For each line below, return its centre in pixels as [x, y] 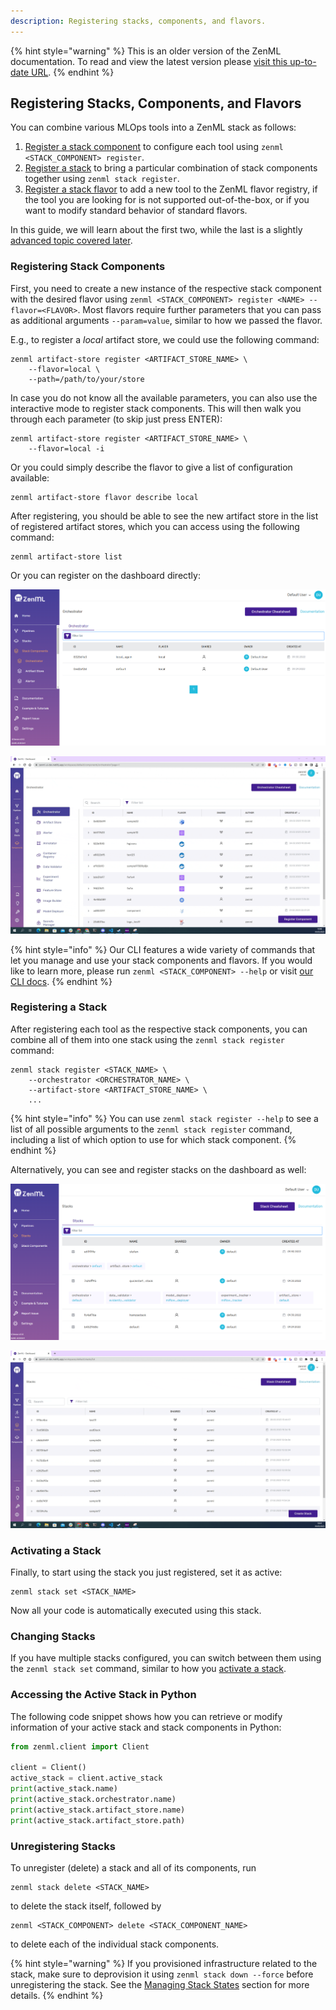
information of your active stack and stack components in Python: [146, 1727]
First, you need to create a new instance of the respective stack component [166, 288]
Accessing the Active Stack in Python [103, 1695]
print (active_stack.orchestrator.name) [93, 1800]
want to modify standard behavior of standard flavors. [136, 211]
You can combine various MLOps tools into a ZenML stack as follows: [153, 127]
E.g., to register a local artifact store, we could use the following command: [165, 339]
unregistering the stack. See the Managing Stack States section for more [160, 1984]
